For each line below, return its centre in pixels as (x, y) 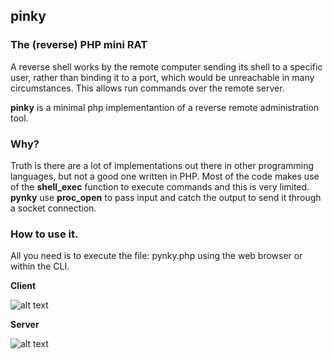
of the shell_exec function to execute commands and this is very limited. (160, 186)
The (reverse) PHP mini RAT (79, 45)
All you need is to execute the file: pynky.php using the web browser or (156, 256)
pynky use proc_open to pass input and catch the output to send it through (166, 197)
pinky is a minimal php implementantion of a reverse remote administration (165, 107)
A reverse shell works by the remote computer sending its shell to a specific (166, 66)
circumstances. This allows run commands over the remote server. (147, 88)
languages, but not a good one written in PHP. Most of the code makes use (165, 176)
